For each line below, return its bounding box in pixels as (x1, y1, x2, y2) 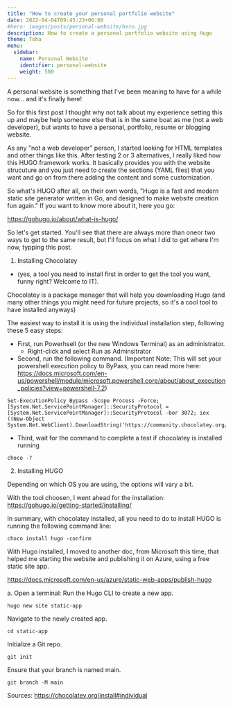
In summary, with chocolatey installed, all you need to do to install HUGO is (7, 514, 222, 522)
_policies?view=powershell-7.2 (17, 384, 105, 392)
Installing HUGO (17, 466, 64, 475)
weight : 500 (19, 68, 54, 75)
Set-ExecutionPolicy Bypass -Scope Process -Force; (7, 397, 159, 404)
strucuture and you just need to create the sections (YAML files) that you (7, 166, 215, 174)
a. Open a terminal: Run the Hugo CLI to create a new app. (7, 589, 174, 597)
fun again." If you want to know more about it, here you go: (7, 201, 175, 209)
